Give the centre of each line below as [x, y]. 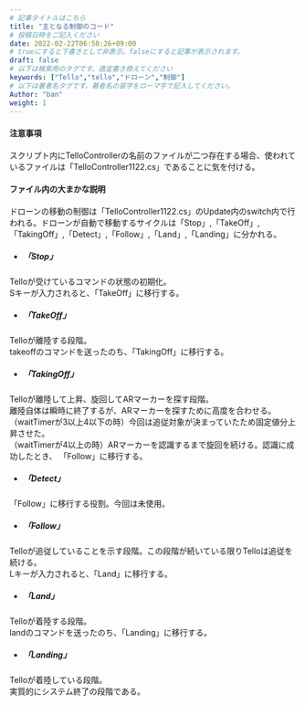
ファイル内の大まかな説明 [58, 189]
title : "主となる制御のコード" [62, 26]
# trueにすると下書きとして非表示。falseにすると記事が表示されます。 [127, 52]
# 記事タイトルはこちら [48, 18]
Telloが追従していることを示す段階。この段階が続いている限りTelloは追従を [151, 551]
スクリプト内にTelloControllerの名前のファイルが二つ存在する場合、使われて [153, 155]
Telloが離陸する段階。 [51, 340]
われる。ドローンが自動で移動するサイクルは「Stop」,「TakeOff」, [135, 222]
